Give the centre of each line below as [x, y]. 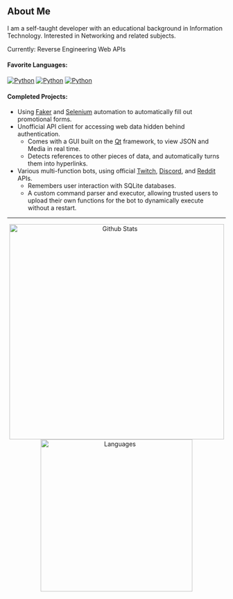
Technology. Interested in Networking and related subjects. [92, 35]
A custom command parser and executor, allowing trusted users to [123, 193]
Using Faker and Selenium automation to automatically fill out [105, 112]
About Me [29, 11]
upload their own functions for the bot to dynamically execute [115, 200]
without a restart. [52, 208]
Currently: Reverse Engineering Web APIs [67, 49]
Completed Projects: [37, 96]
